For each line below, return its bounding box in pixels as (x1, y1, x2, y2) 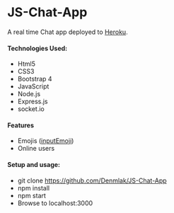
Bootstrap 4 (17, 75, 52, 84)
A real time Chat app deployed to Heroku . (7, 28, 129, 36)
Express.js (17, 97, 48, 106)
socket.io (17, 105, 45, 113)
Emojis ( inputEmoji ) (17, 137, 74, 145)
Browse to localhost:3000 (17, 199, 93, 207)
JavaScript (17, 82, 50, 91)
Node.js (17, 90, 41, 98)
